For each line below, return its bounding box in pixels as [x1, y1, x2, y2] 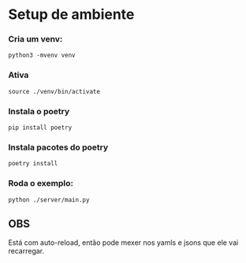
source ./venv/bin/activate [8, 87, 101, 95]
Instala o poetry [8, 106, 70, 117]
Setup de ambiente [8, 6, 135, 24]
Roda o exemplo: [8, 178, 73, 189]
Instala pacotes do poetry [8, 142, 109, 153]
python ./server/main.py [8, 195, 90, 204]
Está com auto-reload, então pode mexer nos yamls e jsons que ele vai [8, 238, 239, 247]
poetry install [8, 160, 58, 168]
